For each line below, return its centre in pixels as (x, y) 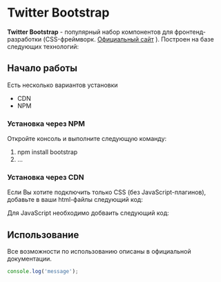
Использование (43, 235)
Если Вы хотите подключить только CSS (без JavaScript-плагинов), (107, 192)
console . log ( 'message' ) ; (43, 272)
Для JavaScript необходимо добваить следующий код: (88, 213)
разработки (25, 39)
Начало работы (42, 68)
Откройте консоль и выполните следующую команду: (87, 139)
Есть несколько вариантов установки (63, 85)
